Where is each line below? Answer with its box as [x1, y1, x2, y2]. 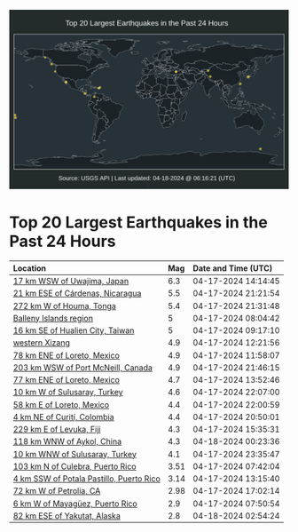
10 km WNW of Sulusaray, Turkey [12, 449, 137, 459]
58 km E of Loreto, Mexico [12, 399, 109, 409]
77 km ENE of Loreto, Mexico [12, 375, 120, 385]
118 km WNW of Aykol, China [12, 436, 122, 447]
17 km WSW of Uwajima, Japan [12, 276, 129, 287]
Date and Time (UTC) [192, 263, 273, 274]
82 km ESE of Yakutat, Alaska [12, 510, 122, 520]
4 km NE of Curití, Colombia [12, 411, 114, 422]
